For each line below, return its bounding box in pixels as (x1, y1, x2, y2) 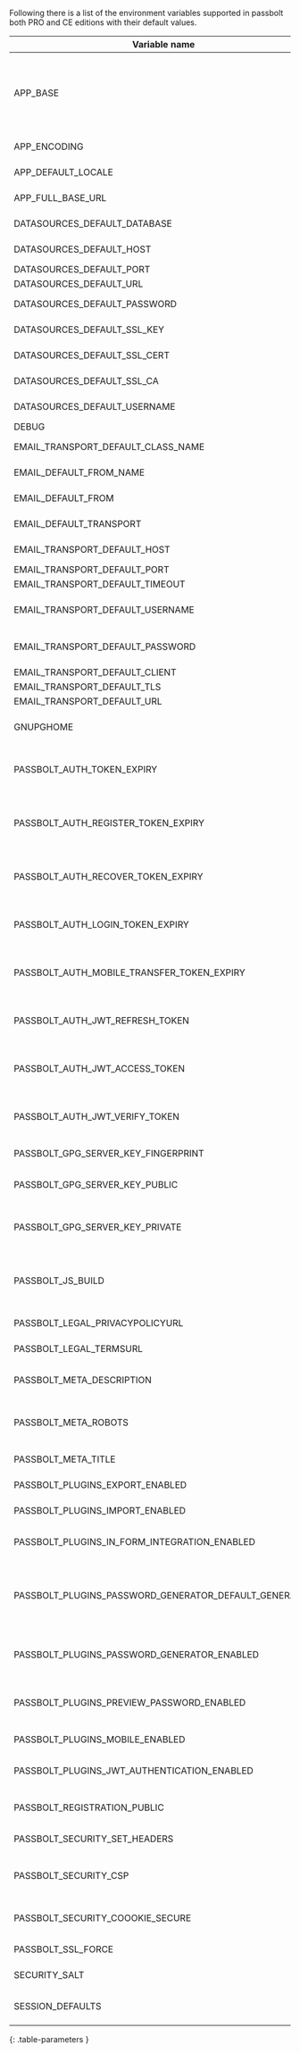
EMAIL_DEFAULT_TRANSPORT (13, 518, 142, 530)
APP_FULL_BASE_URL (13, 192, 107, 204)
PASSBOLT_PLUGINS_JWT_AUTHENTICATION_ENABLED (13, 1765, 254, 1776)
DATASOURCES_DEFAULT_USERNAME (13, 401, 176, 413)
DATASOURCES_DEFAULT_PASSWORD (13, 298, 177, 310)
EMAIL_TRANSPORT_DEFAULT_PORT (13, 563, 170, 575)
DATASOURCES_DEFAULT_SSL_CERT (13, 349, 170, 361)
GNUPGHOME (13, 721, 74, 733)
